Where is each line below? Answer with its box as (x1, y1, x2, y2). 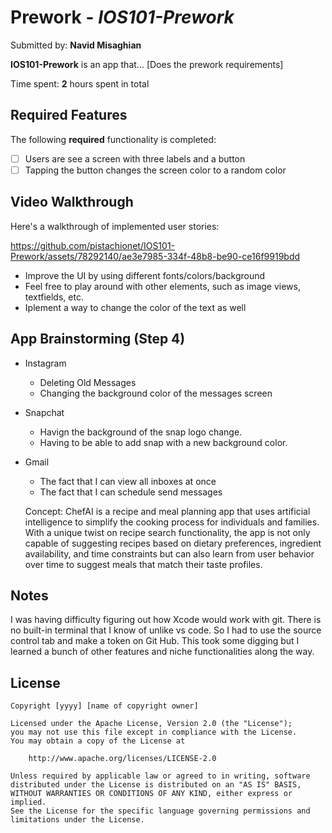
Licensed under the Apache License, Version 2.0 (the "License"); (10, 719, 293, 729)
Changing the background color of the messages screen (39, 387, 273, 399)
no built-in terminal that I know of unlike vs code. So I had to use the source (10, 624, 322, 636)
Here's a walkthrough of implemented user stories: (10, 220, 220, 232)
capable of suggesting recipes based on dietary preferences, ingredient (24, 537, 322, 549)
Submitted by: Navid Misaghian (10, 39, 142, 51)
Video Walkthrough (10, 194, 134, 211)
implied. (10, 797, 47, 808)
